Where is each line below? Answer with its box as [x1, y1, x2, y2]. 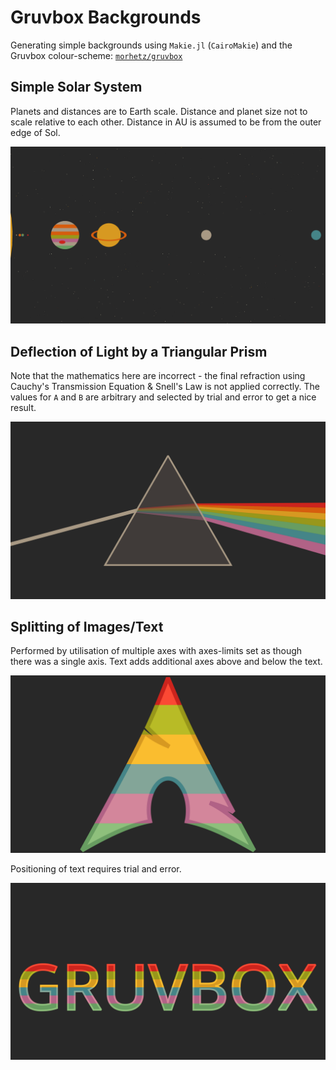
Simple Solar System [10, 79, 143, 96]
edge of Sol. [10, 126, 61, 138]
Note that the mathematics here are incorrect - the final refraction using [10, 370, 306, 382]
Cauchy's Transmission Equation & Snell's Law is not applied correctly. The [10, 381, 321, 393]
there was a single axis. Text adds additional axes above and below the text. [10, 656, 323, 668]
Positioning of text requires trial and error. [10, 862, 182, 875]
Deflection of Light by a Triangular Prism [10, 343, 268, 360]
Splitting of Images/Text [10, 618, 164, 635]
